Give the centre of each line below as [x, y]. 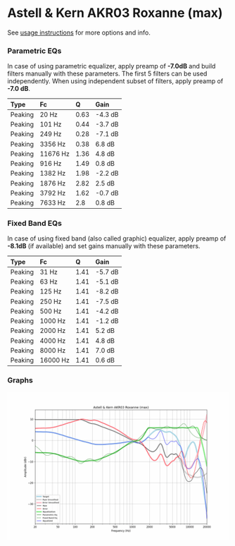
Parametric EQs [34, 51]
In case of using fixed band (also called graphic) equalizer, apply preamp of [117, 238]
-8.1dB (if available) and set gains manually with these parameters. [104, 246]
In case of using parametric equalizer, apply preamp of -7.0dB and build [112, 66]
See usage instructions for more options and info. [79, 32]
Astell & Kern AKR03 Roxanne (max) [115, 13]
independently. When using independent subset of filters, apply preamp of [115, 81]
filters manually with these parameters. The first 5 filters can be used [107, 74]
